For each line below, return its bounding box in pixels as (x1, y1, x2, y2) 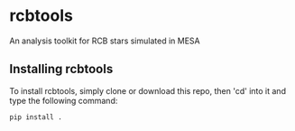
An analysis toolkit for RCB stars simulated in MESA (9, 35, 200, 46)
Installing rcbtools (9, 61, 114, 77)
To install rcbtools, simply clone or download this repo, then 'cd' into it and (9, 85, 287, 96)
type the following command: (9, 95, 118, 106)
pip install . (9, 112, 63, 122)
